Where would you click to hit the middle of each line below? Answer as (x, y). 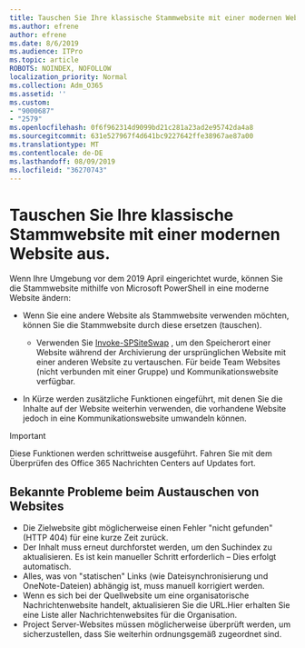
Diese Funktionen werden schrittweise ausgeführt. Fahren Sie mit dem (141, 454)
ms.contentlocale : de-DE (56, 153)
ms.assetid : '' (38, 94)
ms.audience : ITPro (46, 52)
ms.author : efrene (44, 26)
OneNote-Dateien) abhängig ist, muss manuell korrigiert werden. (143, 586)
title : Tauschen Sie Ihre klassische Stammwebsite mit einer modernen (146, 18)
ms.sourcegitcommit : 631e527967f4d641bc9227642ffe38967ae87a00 (132, 136)
